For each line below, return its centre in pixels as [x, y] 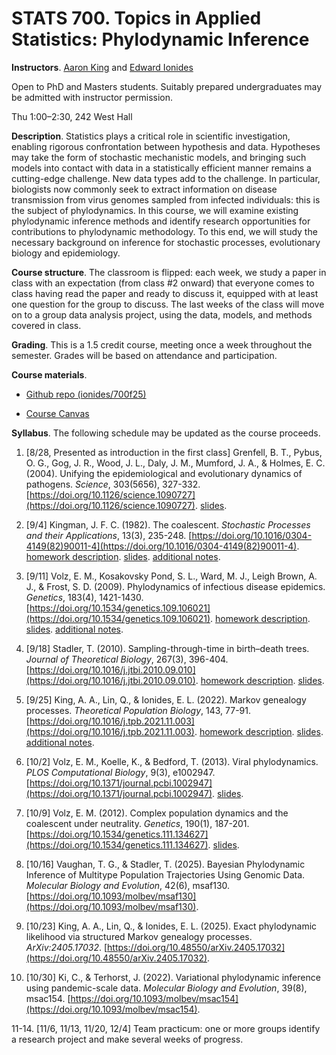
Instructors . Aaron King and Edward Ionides [102, 67]
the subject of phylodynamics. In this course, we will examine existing [155, 210]
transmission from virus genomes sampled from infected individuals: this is [166, 199]
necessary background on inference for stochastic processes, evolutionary [166, 242]
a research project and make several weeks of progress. [127, 1039]
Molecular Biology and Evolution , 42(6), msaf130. [128, 885]
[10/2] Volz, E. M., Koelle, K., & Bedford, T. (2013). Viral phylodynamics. [172, 761]
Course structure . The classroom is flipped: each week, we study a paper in [169, 272]
